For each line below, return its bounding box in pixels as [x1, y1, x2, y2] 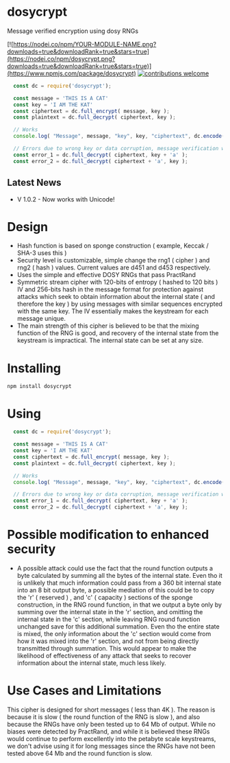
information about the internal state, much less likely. [16, 659, 166, 667]
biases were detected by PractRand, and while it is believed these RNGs [7, 727, 210, 736]
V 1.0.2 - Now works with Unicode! [16, 195, 115, 203]
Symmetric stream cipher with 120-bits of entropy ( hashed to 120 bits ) [16, 278, 218, 287]
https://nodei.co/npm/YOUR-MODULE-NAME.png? [13, 40, 157, 48]
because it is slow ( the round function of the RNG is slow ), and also [7, 712, 201, 720]
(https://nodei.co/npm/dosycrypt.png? [7, 54, 116, 62]
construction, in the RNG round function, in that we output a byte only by [16, 601, 222, 609]
